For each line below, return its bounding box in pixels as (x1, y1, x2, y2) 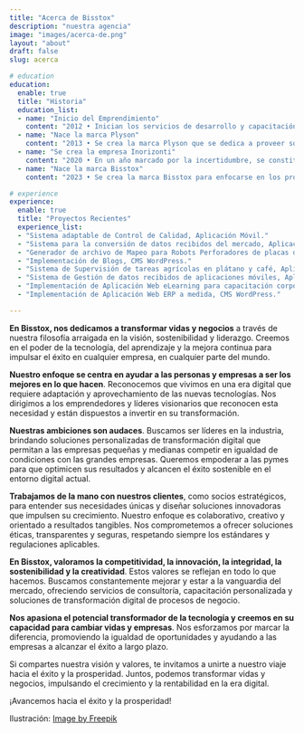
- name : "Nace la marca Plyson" (17, 130, 140, 140)
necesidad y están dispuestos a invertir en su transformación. (9, 407, 240, 418)
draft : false (9, 47, 59, 56)
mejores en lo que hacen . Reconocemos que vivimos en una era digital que (9, 378, 292, 389)
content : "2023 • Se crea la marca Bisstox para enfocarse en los (25, 173, 281, 182)
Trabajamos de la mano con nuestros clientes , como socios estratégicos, (9, 490, 287, 501)
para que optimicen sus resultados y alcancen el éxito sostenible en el (9, 463, 271, 474)
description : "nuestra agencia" (9, 22, 131, 31)
